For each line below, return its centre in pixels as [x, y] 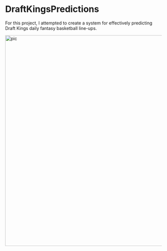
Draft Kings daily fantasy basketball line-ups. [51, 28]
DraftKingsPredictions [52, 9]
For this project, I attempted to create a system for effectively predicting [79, 23]
